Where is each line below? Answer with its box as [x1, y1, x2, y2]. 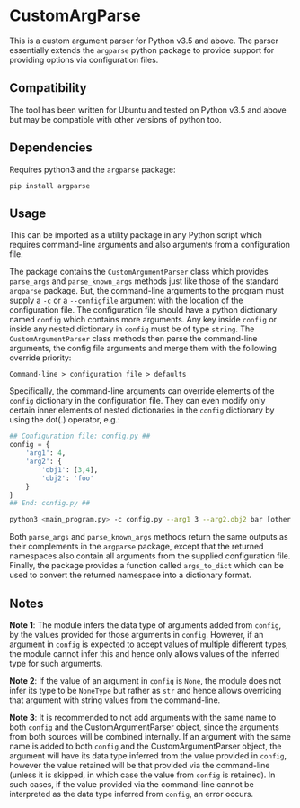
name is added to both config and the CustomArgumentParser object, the [9, 740, 282, 751]
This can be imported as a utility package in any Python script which [9, 230, 263, 241]
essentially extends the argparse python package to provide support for [9, 44, 275, 55]
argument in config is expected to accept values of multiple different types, [9, 639, 289, 649]
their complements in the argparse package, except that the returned [9, 541, 264, 552]
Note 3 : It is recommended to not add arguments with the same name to [9, 712, 277, 722]
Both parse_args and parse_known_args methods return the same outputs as [9, 531, 289, 542]
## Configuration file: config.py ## [9, 431, 151, 441]
